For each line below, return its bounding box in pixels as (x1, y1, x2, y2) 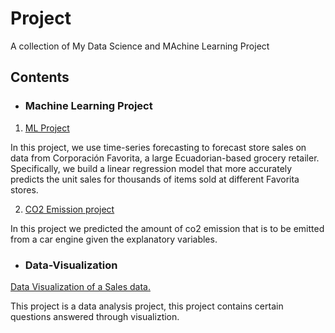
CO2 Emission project (24, 203, 115, 215)
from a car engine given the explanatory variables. (10, 233, 218, 245)
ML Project (24, 122, 70, 134)
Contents (10, 69, 70, 86)
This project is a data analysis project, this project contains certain (10, 300, 284, 312)
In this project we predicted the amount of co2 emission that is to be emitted (10, 222, 325, 234)
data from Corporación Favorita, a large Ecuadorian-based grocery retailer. (10, 152, 320, 164)
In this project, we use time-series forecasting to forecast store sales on (10, 141, 307, 153)
